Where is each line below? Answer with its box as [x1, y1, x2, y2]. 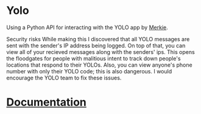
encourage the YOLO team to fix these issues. [6, 74, 122, 81]
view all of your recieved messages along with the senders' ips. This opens [6, 48, 195, 55]
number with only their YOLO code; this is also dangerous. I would [6, 67, 172, 75]
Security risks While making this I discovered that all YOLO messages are [6, 35, 190, 42]
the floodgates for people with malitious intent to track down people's [6, 55, 181, 62]
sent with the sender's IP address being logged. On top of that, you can [6, 42, 186, 49]
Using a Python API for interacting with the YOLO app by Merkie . [6, 24, 169, 31]
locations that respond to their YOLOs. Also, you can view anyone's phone [6, 61, 193, 69]
